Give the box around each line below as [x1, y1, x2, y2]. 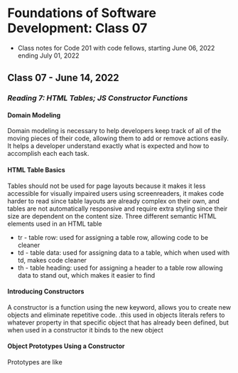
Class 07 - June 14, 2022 [7, 72, 119, 84]
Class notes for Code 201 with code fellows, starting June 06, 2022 [17, 43, 215, 52]
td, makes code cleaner [17, 256, 87, 264]
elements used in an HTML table [7, 219, 102, 228]
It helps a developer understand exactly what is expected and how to [7, 142, 210, 150]
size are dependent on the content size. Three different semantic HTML [7, 211, 217, 220]
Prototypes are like [7, 358, 63, 367]
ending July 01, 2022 [17, 51, 80, 60]
